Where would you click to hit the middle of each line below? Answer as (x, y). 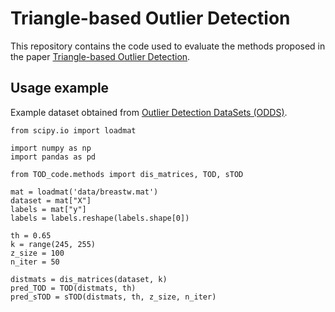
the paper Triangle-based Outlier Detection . (100, 56)
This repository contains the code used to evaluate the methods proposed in (168, 46)
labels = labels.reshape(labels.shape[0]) (100, 218)
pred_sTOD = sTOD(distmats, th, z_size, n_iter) (113, 297)
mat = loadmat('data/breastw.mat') (84, 192)
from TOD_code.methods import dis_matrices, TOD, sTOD (127, 174)
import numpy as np (51, 148)
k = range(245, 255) (53, 244)
